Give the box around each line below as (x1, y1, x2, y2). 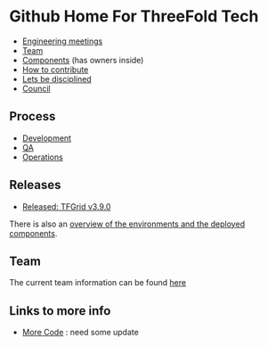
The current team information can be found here (9, 277, 187, 288)
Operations (21, 152, 64, 162)
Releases (9, 177, 61, 193)
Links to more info (9, 303, 111, 318)
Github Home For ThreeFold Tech (9, 6, 259, 27)
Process (9, 109, 56, 124)
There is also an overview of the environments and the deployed (9, 218, 246, 229)
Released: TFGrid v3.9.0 (21, 201, 111, 211)
